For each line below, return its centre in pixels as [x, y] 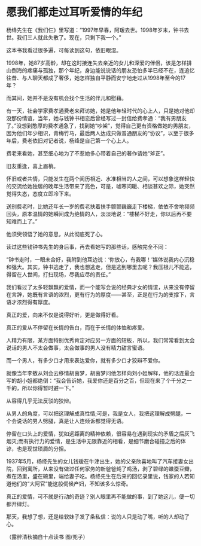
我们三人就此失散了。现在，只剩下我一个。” [69, 37]
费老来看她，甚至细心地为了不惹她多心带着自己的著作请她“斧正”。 [87, 153]
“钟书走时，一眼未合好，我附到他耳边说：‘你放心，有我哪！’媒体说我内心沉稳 [100, 259]
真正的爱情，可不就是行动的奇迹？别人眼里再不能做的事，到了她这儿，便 [95, 496]
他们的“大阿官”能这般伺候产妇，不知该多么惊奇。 [71, 484]
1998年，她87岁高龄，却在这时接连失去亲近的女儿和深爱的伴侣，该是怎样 [97, 63]
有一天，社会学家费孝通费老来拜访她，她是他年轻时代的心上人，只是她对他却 [100, 111]
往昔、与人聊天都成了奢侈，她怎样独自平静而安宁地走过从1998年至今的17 [96, 78]
